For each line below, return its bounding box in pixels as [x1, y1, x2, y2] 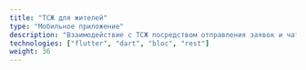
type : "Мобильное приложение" [9, 22, 125, 31]
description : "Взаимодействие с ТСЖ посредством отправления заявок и [9, 30, 283, 39]
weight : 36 [9, 47, 51, 56]
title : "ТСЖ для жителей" [9, 13, 107, 23]
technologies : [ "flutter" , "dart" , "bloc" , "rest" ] [9, 38, 209, 48]
